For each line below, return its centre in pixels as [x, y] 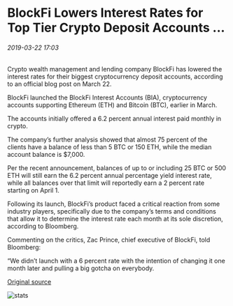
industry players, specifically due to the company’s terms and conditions [112, 211]
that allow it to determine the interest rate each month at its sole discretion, [115, 219]
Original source [29, 282]
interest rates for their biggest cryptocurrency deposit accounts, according [115, 77]
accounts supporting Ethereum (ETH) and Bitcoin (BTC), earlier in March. [112, 105]
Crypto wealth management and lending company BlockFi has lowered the [115, 69]
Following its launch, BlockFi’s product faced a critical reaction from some [114, 204]
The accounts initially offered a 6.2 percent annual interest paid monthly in [114, 119]
